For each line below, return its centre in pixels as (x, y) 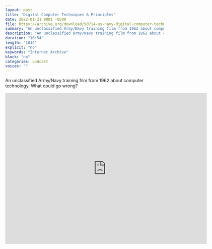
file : (11, 24)
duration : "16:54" (24, 38)
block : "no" (18, 57)
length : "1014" (21, 43)
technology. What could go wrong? (42, 86)
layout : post (19, 10)
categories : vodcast (27, 61)
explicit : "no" (21, 47)
